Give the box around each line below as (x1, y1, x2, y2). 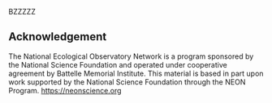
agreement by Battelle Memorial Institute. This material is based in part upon (8, 68, 264, 78)
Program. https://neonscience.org (8, 85, 122, 95)
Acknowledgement (8, 30, 107, 43)
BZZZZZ (8, 7, 37, 16)
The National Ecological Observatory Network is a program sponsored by (8, 51, 254, 61)
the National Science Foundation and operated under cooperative (8, 60, 227, 69)
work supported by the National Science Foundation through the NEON (8, 76, 246, 87)
